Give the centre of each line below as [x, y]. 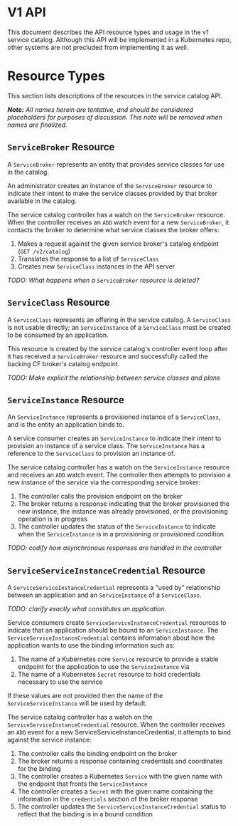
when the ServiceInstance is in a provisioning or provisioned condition [120, 534]
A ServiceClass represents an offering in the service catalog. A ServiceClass [119, 320]
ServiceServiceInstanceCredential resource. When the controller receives [116, 725]
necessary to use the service [60, 682]
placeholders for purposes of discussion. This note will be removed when [115, 117]
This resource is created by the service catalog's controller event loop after [118, 348]
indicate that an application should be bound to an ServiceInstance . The [113, 631]
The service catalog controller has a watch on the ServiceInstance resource [119, 467]
